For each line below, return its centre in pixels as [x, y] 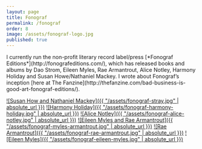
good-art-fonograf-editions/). [43, 89]
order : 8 [17, 29]
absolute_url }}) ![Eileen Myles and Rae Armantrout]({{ [105, 120]
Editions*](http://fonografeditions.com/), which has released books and [96, 63]
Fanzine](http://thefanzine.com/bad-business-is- [124, 83]
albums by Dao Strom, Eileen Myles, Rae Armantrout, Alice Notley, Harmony [101, 70]
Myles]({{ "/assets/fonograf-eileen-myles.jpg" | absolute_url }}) [104, 139]
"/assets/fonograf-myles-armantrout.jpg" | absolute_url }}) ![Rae [86, 126]
